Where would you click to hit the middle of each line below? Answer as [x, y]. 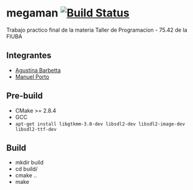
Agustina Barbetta [38, 70]
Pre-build [24, 96]
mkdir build [29, 163]
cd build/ [26, 169]
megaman [32, 13]
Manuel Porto [32, 77]
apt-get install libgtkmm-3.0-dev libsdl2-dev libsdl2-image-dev [100, 124]
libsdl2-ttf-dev [36, 129]
